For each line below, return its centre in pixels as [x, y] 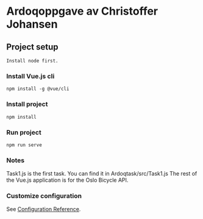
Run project [24, 132]
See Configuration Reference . [44, 209]
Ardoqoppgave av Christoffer [82, 11]
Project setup [33, 47]
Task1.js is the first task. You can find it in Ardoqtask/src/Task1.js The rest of [102, 174]
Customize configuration [44, 196]
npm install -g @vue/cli [38, 89]
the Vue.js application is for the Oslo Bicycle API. [67, 180]
